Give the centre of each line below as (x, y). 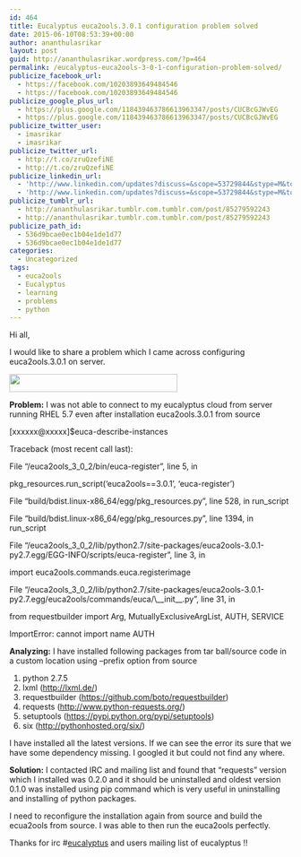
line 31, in (218, 599)
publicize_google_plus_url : (62, 101)
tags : (19, 268)
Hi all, (20, 335)
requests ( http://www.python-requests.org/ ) (103, 707)
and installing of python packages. (73, 799)
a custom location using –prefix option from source (103, 661)
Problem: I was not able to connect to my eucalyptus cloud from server (141, 405)
